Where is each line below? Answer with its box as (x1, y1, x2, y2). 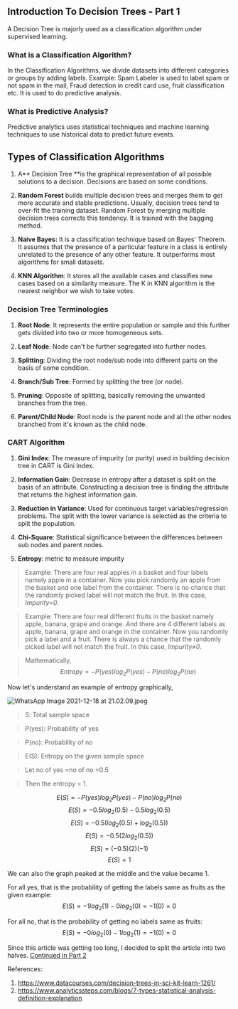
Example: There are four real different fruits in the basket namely (24, 612, 215, 620)
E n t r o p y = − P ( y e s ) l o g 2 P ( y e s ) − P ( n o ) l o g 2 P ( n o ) (60, 667, 197, 677)
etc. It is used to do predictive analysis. (7, 89, 122, 97)
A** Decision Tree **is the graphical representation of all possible (17, 170, 212, 179)
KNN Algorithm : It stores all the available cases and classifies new (17, 272, 213, 280)
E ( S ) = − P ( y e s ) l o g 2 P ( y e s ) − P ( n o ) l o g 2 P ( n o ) (56, 793, 183, 803)
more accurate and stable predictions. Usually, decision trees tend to (17, 199, 220, 207)
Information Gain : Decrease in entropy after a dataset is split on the (17, 475, 217, 483)
